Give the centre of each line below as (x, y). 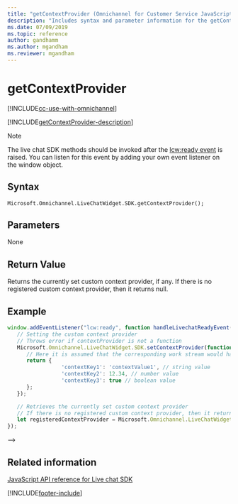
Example (27, 311)
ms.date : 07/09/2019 (38, 27)
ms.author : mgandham (38, 47)
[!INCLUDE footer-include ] (45, 493)
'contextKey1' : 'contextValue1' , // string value (136, 367)
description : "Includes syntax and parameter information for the (107, 21)
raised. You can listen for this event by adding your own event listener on (114, 157)
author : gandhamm (33, 40)
